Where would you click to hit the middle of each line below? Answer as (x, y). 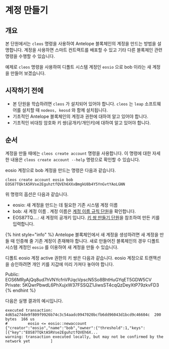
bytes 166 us (20, 319)
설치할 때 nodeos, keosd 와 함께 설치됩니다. (65, 110)
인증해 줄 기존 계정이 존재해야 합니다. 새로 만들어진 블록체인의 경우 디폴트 (88, 241)
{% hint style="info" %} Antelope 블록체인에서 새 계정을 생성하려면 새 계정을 (82, 235)
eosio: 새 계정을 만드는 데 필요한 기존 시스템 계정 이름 (65, 205)
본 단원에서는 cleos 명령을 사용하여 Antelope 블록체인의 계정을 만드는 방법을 (81, 44)
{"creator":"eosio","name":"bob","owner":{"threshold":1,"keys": (75, 328)
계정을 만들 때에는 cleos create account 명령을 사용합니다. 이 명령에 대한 (78, 153)
